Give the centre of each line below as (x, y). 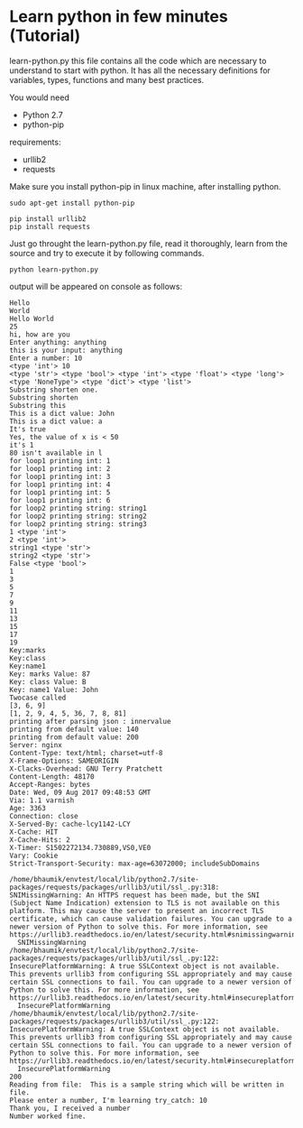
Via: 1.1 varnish (42, 800)
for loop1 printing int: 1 (60, 461)
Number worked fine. (48, 1116)
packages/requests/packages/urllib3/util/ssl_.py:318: (115, 887)
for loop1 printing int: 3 (60, 476)
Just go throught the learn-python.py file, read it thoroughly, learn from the (149, 243)
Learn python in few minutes (119, 17)
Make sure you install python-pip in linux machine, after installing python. (145, 186)
